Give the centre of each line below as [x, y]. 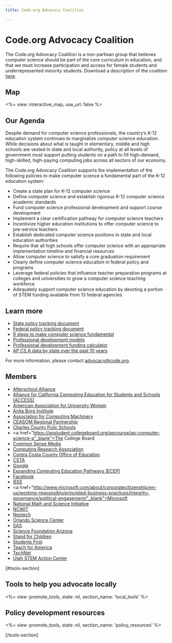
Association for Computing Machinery [53, 416]
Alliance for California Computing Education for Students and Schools [87, 394]
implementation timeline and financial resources [63, 251]
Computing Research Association [48, 449]
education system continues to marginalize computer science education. [82, 139]
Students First [27, 542]
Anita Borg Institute [33, 411]
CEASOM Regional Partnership [45, 422]
